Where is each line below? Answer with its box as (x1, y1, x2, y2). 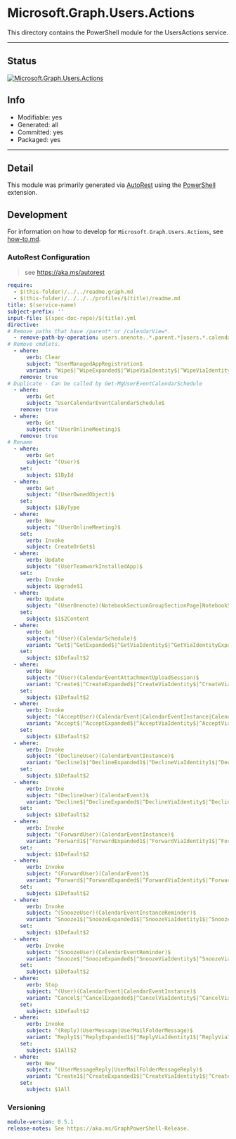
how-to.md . (7, 235, 41, 243)
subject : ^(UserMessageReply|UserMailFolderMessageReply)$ (25, 1067, 202, 1074)
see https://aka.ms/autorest (24, 269, 105, 277)
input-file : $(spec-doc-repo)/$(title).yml (7, 314, 137, 321)
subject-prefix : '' (7, 308, 65, 315)
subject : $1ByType (25, 504, 80, 511)
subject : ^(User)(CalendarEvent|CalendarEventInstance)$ (25, 988, 197, 995)
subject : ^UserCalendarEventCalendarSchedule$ (25, 399, 165, 407)
